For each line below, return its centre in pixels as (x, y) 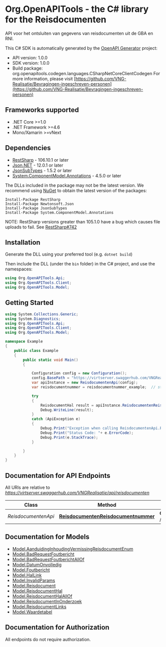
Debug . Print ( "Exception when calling (79, 429)
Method (107, 505)
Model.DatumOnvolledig (37, 564)
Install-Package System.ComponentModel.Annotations (59, 213)
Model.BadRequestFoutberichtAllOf (48, 559)
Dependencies (28, 148)
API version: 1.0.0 (30, 57)
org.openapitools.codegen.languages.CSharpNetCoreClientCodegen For (86, 73)
